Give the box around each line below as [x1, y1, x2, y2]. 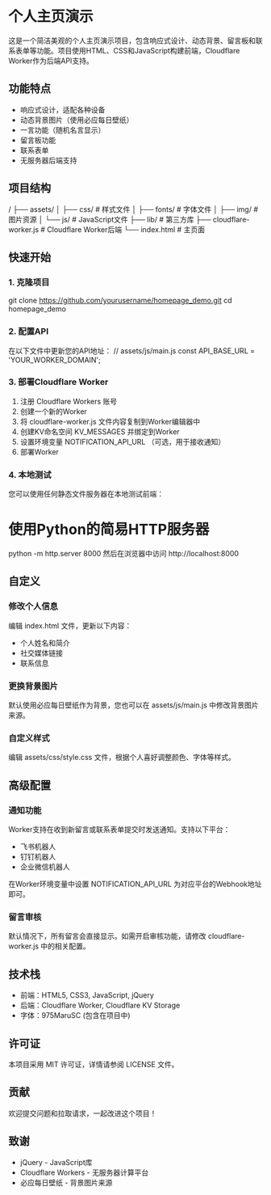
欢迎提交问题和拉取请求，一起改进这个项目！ [8, 1108, 157, 1118]
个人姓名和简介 [19, 638, 70, 648]
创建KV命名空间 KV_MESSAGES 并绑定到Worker [19, 426, 180, 437]
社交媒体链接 [19, 648, 63, 657]
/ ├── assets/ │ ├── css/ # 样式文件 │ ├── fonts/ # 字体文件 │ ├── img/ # [8, 204, 259, 214]
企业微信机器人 [19, 862, 70, 872]
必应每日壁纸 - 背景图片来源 [19, 1177, 113, 1187]
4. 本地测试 [8, 469, 52, 480]
